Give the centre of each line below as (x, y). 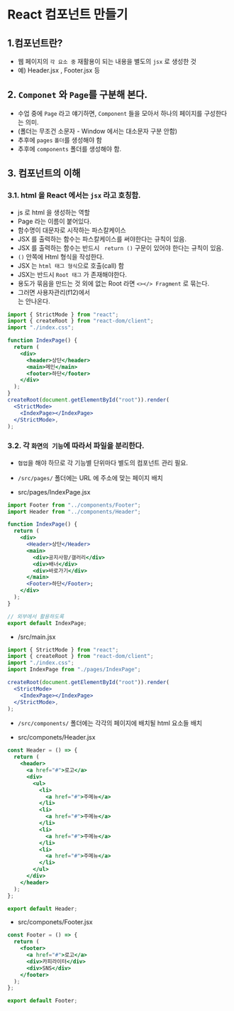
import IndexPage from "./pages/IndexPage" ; (74, 670)
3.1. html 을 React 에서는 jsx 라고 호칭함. (74, 195)
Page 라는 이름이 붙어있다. (55, 221)
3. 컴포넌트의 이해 (44, 174)
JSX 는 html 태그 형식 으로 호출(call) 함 (71, 265)
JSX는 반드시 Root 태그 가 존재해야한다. (72, 274)
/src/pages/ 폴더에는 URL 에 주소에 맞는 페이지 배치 (90, 477)
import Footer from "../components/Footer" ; (74, 505)
